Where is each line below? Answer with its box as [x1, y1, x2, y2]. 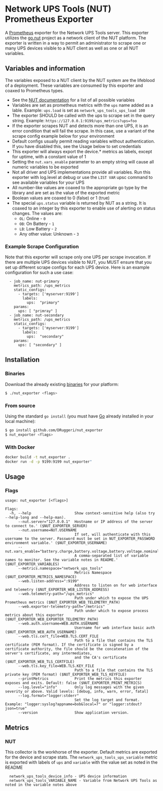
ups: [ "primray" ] [17, 309, 57, 314]
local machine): [5, 418, 36, 424]
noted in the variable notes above [5, 782, 77, 788]
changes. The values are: [12, 210, 63, 216]
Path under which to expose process [74, 609, 149, 613]
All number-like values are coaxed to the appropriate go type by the [12, 184, 147, 190]
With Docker [5, 444, 35, 451]
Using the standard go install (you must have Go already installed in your [5, 413, 154, 419]
